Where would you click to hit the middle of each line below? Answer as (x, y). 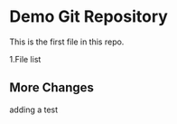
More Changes (52, 88)
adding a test (34, 110)
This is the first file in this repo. (67, 42)
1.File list (25, 59)
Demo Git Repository (89, 17)
